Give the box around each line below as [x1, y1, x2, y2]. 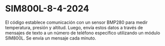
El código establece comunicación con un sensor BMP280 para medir [5, 19, 148, 25]
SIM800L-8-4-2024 [5, 3, 89, 14]
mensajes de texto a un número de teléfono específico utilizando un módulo [5, 30, 160, 36]
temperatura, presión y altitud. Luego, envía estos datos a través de [5, 24, 143, 30]
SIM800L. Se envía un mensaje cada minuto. [5, 35, 97, 41]
